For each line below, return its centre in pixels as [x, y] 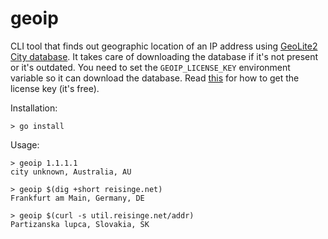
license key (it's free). [55, 88]
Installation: [34, 108]
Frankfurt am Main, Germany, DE [77, 198]
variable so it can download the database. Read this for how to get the [155, 78]
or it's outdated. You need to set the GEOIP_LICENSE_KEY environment [150, 67]
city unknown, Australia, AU [71, 172]
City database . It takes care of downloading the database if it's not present [164, 56]
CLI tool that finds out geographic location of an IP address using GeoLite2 [164, 46]
